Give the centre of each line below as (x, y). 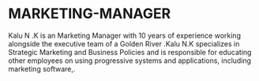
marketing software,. (42, 68)
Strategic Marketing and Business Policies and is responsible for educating (130, 52)
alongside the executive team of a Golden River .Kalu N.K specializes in (124, 43)
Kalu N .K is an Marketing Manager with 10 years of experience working (124, 35)
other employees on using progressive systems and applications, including (129, 61)
